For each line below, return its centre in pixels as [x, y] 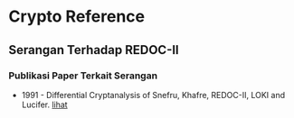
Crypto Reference [77, 17]
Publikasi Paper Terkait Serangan [83, 76]
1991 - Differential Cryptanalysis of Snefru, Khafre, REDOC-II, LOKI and [153, 95]
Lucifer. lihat [45, 104]
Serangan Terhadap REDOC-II [94, 50]
